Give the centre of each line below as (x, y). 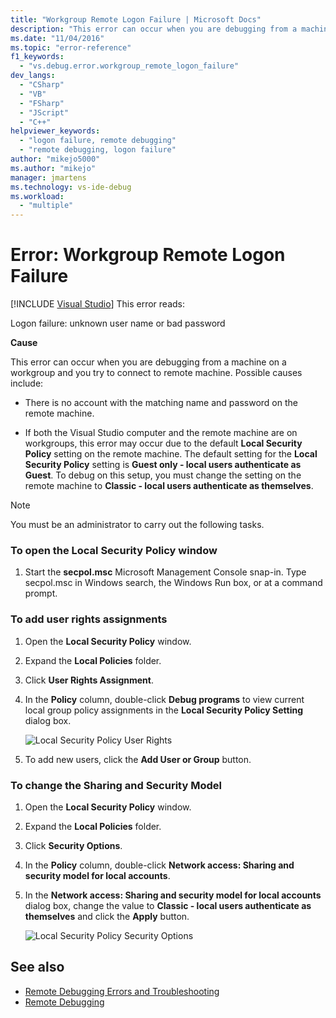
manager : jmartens (48, 177)
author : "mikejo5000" (55, 159)
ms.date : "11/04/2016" (57, 38)
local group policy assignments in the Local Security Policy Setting (164, 710)
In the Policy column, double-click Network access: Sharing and (159, 865)
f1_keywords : (37, 57)
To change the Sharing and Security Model (116, 785)
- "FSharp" (42, 103)
